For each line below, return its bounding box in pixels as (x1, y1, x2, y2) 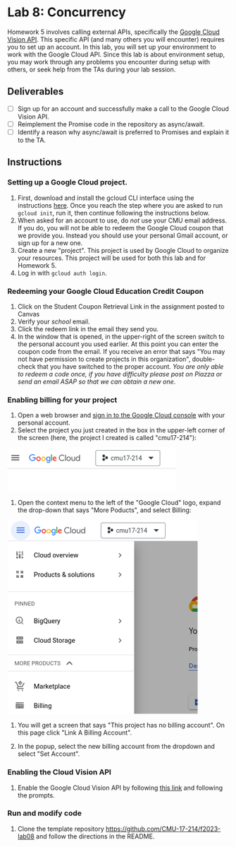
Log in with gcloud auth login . (17, 268, 107, 277)
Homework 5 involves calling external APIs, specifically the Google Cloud (7, 28, 220, 36)
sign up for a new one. (17, 238, 83, 247)
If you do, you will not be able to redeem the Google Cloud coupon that (17, 223, 224, 232)
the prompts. (17, 790, 55, 799)
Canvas (17, 309, 40, 318)
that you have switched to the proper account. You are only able (37, 362, 224, 371)
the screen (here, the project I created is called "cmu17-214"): (17, 434, 197, 442)
